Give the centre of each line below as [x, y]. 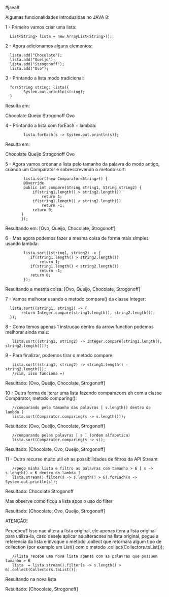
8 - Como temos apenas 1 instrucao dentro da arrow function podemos [79, 327]
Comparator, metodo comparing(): [41, 398]
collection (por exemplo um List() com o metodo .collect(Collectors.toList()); [84, 547]
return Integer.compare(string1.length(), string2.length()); [88, 313]
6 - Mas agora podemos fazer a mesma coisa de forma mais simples [77, 238]
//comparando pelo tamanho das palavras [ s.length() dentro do [81, 408]
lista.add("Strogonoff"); [37, 64]
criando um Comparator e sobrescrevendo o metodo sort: [66, 169]
